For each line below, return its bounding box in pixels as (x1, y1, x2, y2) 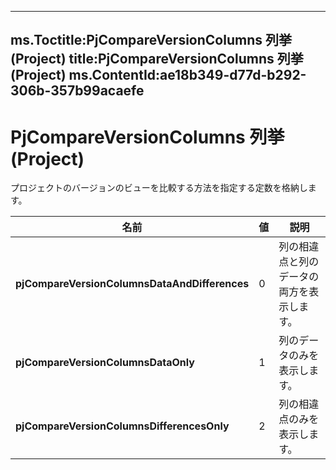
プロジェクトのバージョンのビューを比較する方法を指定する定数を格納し (10, 182, 308, 194)
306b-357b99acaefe (10, 82, 145, 100)
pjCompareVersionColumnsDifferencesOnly (15, 419, 230, 433)
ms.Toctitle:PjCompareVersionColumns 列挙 (10, 32, 292, 49)
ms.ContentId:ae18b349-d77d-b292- (68, 67, 307, 84)
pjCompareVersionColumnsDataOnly (15, 356, 195, 370)
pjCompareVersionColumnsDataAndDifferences (15, 277, 250, 291)
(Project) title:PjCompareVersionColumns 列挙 (10, 51, 304, 68)
